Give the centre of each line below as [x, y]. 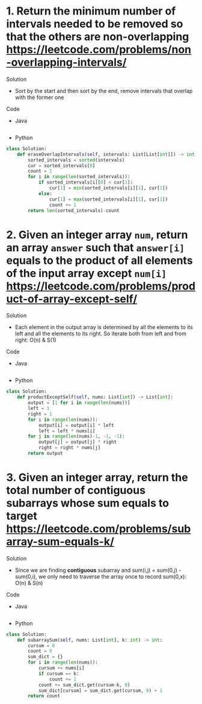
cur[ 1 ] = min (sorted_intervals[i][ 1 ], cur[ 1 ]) [109, 188]
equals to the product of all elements [100, 260]
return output [45, 453]
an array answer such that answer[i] [96, 247]
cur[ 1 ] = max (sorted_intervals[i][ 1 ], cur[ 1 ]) [109, 199]
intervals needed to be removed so [95, 24]
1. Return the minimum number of [91, 11]
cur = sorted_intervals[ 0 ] [62, 165]
